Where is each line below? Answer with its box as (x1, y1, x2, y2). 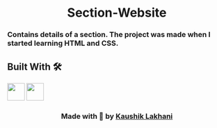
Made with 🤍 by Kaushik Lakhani (61, 111, 173, 121)
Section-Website (67, 5, 167, 21)
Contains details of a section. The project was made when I (7, 30, 211, 40)
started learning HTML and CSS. (7, 38, 119, 48)
